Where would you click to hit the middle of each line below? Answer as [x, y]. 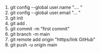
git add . [19, 23]
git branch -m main [30, 34]
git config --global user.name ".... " [46, 7]
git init [16, 18]
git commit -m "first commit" [40, 29]
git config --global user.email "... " [45, 13]
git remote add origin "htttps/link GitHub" [53, 39]
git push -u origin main [34, 45]
